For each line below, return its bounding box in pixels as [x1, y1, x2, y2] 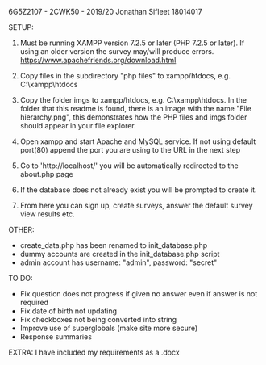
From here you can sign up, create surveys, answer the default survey [19, 201, 253, 210]
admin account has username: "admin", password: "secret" [19, 258, 218, 267]
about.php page [19, 170, 74, 178]
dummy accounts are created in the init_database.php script [19, 250, 220, 258]
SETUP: [8, 23, 34, 31]
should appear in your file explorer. [19, 121, 137, 130]
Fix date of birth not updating [19, 306, 118, 316]
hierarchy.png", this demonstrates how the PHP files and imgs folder [19, 112, 247, 122]
